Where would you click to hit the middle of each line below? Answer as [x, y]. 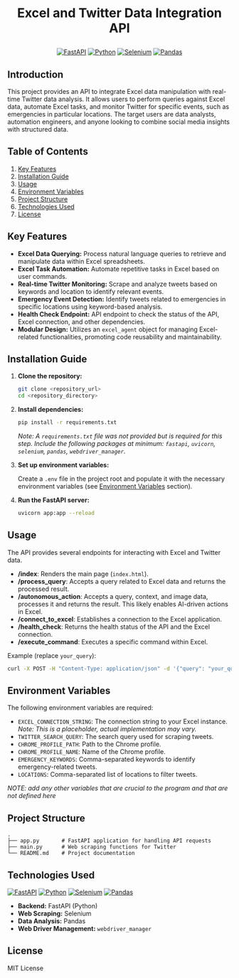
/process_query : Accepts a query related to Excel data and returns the [122, 581]
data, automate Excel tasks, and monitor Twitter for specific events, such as [118, 107]
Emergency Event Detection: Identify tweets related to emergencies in [122, 299]
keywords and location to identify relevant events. [91, 291]
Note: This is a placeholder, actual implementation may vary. [107, 729]
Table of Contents [48, 152]
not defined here [32, 796]
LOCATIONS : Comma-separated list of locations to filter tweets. [107, 775]
